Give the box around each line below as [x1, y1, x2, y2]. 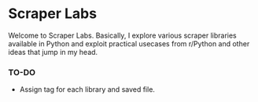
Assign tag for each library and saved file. [19, 85, 156, 94]
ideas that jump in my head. [8, 47, 98, 56]
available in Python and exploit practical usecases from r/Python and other [8, 38, 250, 48]
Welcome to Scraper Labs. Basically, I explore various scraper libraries [8, 31, 238, 40]
